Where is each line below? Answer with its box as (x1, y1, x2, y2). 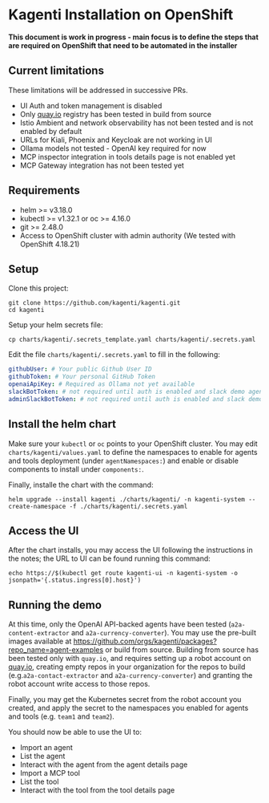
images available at (8, 636, 72, 647)
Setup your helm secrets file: (8, 320, 103, 330)
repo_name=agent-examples (8, 645, 104, 655)
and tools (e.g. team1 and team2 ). (8, 712, 114, 721)
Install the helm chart (8, 417, 117, 431)
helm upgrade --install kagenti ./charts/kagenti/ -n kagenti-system (8, 495, 246, 503)
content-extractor (8, 630, 70, 638)
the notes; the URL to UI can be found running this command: (8, 554, 211, 563)
